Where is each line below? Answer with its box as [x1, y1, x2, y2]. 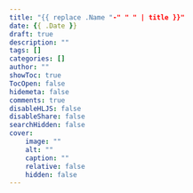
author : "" [9, 63, 50, 72]
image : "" [25, 137, 62, 146]
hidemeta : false [9, 87, 69, 96]
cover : [9, 129, 34, 138]
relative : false [25, 162, 86, 171]
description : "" [9, 37, 69, 47]
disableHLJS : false [9, 104, 82, 113]
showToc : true [9, 71, 62, 80]
